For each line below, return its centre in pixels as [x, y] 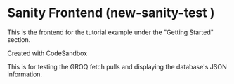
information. [25, 74]
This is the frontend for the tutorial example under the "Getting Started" [111, 32]
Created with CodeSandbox [47, 53]
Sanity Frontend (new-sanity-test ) [111, 13]
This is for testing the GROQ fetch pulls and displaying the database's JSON [117, 66]
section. [19, 39]
